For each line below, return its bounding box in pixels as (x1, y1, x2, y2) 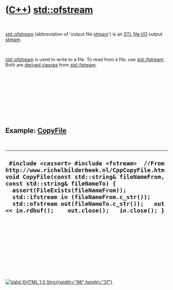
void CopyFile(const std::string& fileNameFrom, (5, 173, 165, 181)
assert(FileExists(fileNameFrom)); (12, 187, 127, 194)
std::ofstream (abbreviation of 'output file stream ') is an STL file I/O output (5, 31, 163, 37)
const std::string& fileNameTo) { (5, 180, 116, 187)
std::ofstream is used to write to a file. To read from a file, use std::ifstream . (5, 56, 165, 62)
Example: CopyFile (5, 126, 67, 135)
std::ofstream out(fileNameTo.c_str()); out (12, 200, 165, 208)
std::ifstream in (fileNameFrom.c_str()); (12, 194, 151, 201)
